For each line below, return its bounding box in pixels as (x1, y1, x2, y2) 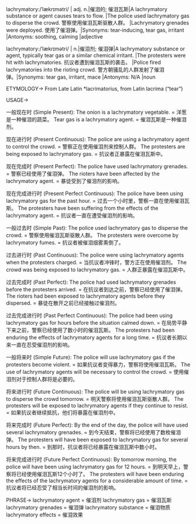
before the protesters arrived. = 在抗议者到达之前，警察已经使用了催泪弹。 (6, 286, 186, 292)
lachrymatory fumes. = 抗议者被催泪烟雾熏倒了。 (6, 239, 124, 246)
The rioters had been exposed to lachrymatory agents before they (6, 292, 166, 300)
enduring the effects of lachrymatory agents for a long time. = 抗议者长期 (6, 334, 183, 341)
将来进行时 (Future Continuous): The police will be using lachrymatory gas (6, 388, 185, 395)
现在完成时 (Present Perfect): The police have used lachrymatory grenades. (6, 163, 188, 169)
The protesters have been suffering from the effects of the (17, 205, 159, 212)
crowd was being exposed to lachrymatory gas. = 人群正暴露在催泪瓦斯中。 (6, 266, 188, 273)
